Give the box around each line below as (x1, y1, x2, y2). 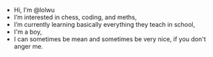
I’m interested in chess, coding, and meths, (13, 13, 137, 21)
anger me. (13, 43, 44, 50)
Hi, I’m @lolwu (13, 6, 56, 14)
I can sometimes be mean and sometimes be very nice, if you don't (13, 35, 206, 43)
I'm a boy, (13, 27, 42, 36)
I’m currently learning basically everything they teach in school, (13, 21, 196, 28)
